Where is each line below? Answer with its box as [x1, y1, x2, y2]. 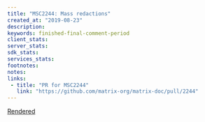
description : [7, 23, 45, 30]
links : [7, 75, 27, 82]
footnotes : [7, 62, 39, 69]
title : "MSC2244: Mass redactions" [7, 10, 111, 17]
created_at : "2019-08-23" [7, 17, 83, 24]
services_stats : [7, 56, 55, 63]
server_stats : [7, 43, 49, 49]
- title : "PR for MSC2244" [10, 82, 90, 89]
